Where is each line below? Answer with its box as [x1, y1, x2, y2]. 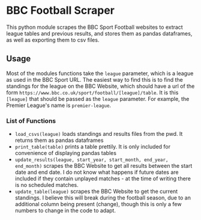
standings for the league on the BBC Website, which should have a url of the [6, 82, 195, 90]
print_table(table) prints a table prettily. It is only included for [14, 143, 171, 150]
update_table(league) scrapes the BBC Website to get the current [14, 188, 178, 195]
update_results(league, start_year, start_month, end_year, [14, 157, 169, 163]
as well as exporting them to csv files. [6, 36, 100, 43]
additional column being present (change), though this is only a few [14, 201, 182, 208]
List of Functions [6, 117, 56, 125]
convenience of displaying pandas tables [14, 150, 117, 157]
